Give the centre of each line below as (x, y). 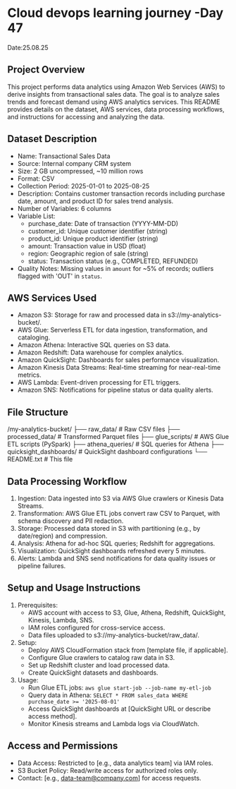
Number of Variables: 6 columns (64, 208)
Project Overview (46, 70)
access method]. (52, 716)
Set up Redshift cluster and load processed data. (99, 665)
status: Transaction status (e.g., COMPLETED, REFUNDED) (113, 261)
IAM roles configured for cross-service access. (97, 627)
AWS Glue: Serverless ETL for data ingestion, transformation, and (112, 330)
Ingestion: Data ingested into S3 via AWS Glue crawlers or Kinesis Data (120, 498)
